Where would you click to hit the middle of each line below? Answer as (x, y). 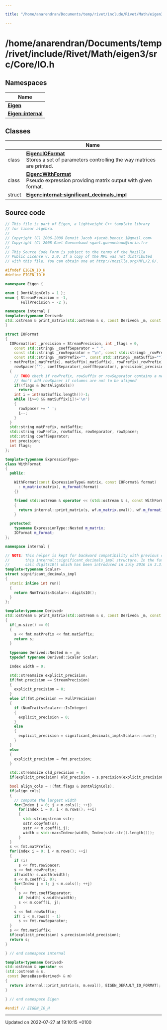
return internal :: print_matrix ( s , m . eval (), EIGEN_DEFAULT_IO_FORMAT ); (85, 985)
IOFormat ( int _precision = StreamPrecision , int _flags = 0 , (74, 343)
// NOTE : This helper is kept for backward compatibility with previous (82, 555)
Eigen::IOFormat (45, 154)
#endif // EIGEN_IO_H (28, 1008)
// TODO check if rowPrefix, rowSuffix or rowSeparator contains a (85, 376)
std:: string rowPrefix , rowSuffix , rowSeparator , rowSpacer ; (74, 432)
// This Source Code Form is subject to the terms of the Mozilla (75, 252)
